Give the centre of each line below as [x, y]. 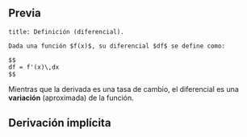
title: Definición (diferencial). [67, 31]
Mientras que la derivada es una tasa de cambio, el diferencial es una [124, 89]
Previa [25, 13]
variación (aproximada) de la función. [71, 98]
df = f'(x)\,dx [34, 67]
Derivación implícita [60, 123]
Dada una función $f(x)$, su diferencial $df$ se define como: [117, 46]
